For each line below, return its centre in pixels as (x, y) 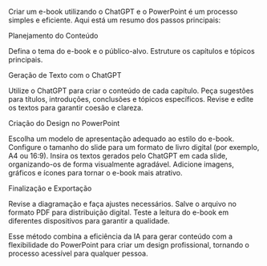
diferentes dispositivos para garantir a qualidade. (89, 221)
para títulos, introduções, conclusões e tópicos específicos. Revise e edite (131, 99)
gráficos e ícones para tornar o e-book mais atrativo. (95, 173)
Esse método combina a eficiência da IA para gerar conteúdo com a (121, 236)
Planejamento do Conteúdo (53, 36)
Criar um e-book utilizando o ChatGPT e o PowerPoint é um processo (123, 12)
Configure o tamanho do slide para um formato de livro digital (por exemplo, (134, 147)
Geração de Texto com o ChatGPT (65, 75)
